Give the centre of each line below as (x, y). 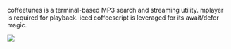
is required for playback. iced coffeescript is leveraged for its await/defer (113, 17)
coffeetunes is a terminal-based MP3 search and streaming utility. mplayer (115, 10)
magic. (17, 25)
